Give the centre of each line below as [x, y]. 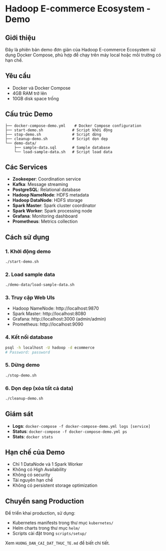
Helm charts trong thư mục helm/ [46, 528]
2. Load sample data [30, 274]
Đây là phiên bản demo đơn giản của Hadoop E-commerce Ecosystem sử [81, 50]
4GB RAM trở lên [30, 93]
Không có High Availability [39, 470]
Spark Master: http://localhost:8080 [49, 314]
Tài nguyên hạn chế [33, 480]
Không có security [31, 475]
